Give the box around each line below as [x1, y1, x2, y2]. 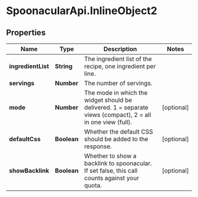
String [55, 62, 72, 70]
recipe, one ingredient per [84, 62, 156, 70]
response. [84, 142, 112, 151]
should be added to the [84, 135, 148, 143]
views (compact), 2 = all [84, 111, 151, 119]
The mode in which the [84, 89, 148, 96]
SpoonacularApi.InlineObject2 [6, 4, 157, 18]
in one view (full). [84, 118, 133, 126]
